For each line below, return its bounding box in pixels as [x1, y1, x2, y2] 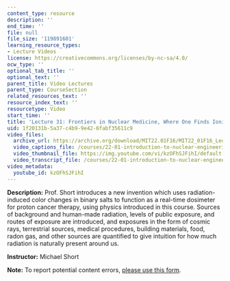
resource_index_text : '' [7, 99, 78, 106]
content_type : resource [7, 10, 75, 17]
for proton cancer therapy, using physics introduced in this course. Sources [7, 203, 220, 211]
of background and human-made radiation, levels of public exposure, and [7, 210, 215, 218]
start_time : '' [7, 112, 51, 119]
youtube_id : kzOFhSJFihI [13, 169, 84, 176]
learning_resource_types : [7, 42, 81, 49]
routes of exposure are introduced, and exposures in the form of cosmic [7, 217, 211, 225]
